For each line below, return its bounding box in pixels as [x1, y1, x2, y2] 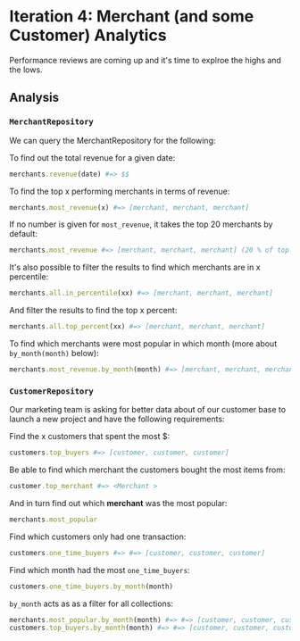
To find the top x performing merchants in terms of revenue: [9, 186, 230, 196]
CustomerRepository [9, 386, 94, 396]
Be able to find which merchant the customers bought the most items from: [9, 464, 286, 475]
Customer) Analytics [9, 25, 167, 46]
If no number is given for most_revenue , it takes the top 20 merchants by [9, 219, 273, 229]
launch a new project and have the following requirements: [9, 413, 225, 425]
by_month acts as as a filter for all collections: [9, 598, 174, 609]
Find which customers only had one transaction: [9, 531, 187, 542]
